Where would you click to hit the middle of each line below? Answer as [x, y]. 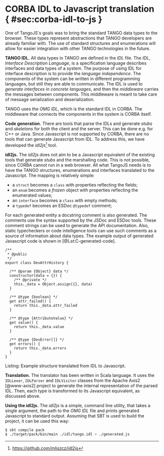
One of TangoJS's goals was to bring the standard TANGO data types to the [81, 33]
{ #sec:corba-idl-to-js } [54, 19]
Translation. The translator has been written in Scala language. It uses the [80, 375]
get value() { [24, 322]
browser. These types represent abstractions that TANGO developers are [79, 38]
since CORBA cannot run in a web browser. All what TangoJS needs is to [78, 165]
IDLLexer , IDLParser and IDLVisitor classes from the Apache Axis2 [73, 380]
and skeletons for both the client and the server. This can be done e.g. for [79, 128]
